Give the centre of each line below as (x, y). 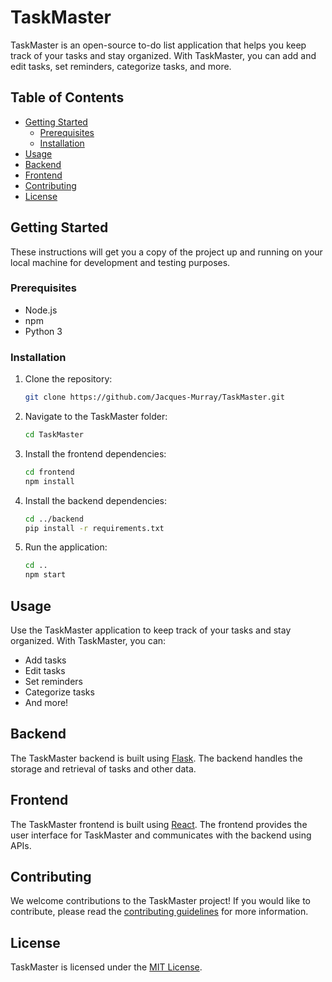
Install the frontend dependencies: (95, 453)
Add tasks (45, 660)
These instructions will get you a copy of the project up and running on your (166, 252)
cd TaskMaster (54, 435)
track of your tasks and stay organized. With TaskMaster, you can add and (163, 55)
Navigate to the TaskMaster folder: (96, 417)
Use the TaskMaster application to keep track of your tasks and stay (151, 630)
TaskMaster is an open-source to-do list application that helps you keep (158, 45)
